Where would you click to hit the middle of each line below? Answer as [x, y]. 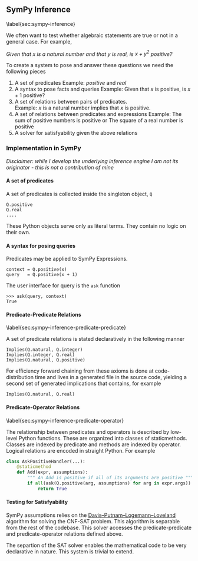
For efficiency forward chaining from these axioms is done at [80, 371]
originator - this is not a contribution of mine [60, 167]
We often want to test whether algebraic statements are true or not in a [92, 35]
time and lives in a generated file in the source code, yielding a [111, 377]
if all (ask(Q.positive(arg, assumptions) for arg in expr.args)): [110, 483]
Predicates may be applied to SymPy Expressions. [67, 259]
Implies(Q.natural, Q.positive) [46, 360]
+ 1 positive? [30, 95]
